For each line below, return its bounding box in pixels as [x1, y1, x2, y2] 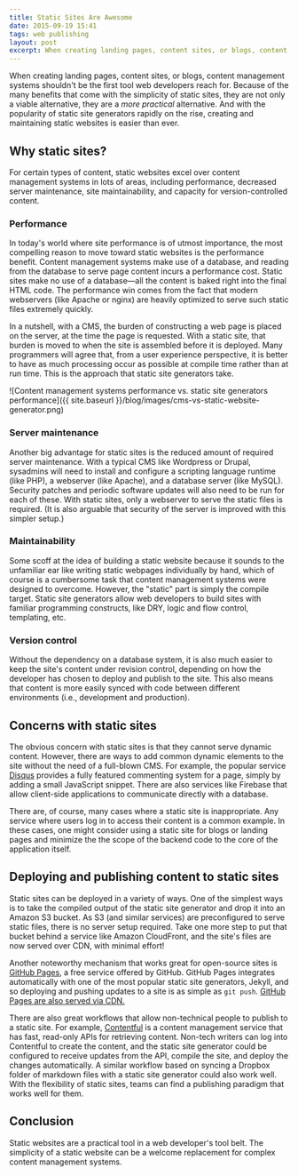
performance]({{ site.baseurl [9, 395, 114, 405]
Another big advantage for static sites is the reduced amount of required [9, 446, 274, 458]
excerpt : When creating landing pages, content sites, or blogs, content [9, 46, 288, 55]
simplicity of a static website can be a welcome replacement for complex [9, 1147, 276, 1157]
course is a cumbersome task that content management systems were [9, 574, 267, 585]
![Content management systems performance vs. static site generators [9, 386, 269, 396]
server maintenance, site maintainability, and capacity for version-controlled [9, 186, 288, 196]
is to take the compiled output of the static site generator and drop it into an [9, 902, 286, 913]
